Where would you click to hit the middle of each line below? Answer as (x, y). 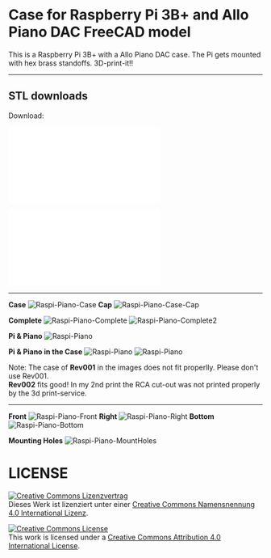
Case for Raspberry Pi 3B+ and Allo (129, 15)
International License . (44, 545)
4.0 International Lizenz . (48, 513)
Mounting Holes (35, 440)
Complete (25, 320)
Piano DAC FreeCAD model (100, 32)
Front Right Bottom (112, 416)
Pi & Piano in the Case (46, 351)
